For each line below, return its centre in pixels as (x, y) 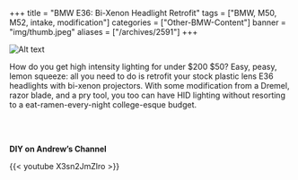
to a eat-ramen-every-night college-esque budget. (103, 105)
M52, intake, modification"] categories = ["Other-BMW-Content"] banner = (148, 22)
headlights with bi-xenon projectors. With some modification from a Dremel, (149, 86)
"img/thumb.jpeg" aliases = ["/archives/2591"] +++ (104, 32)
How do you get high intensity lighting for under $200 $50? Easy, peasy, (143, 67)
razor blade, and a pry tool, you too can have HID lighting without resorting (147, 95)
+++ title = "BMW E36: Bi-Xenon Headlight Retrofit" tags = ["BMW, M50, (143, 13)
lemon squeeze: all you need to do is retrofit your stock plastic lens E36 (141, 76)
